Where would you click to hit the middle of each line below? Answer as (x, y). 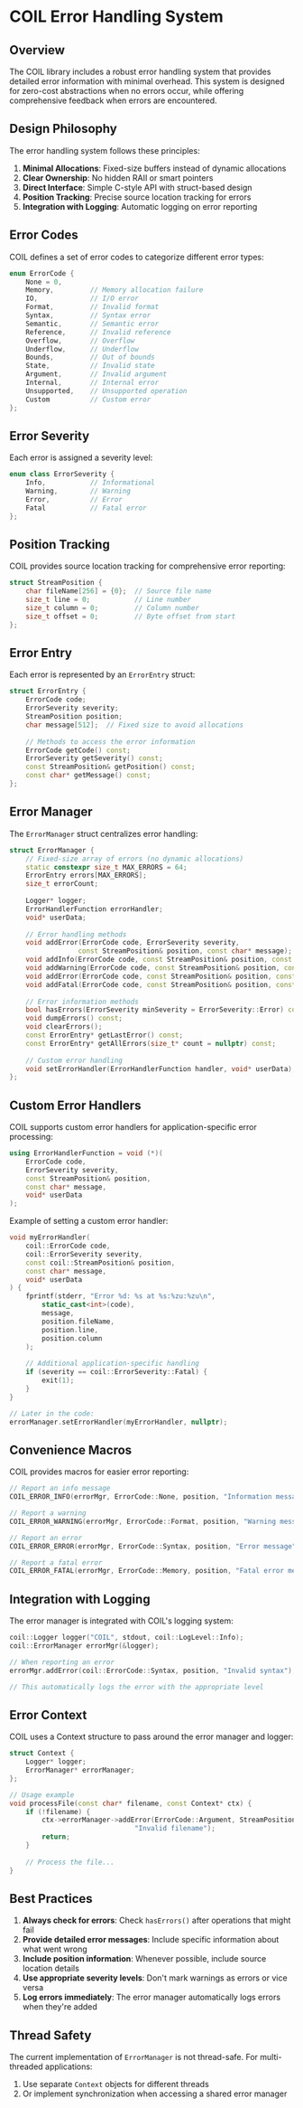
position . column (72, 1338)
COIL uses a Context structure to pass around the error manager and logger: (151, 1736)
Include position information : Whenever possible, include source (144, 1959)
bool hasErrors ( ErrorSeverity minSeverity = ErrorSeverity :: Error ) (155, 1010)
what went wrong (55, 1949)
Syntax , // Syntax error (88, 315)
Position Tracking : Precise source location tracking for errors (137, 197)
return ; (56, 1837)
